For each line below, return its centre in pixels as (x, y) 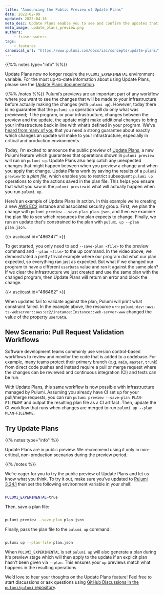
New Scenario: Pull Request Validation (65, 332)
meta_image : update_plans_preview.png (44, 28)
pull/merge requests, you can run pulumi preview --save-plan (68, 397)
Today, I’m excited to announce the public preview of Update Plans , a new (79, 150)
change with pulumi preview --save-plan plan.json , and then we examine (80, 211)
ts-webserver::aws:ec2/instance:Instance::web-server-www (65, 312)
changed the (139, 311)
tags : (10, 42)
